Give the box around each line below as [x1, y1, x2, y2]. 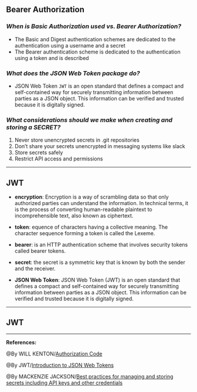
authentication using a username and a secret [14, 42, 126, 49]
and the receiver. [14, 265, 56, 272]
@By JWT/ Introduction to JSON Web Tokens [6, 361, 114, 368]
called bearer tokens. [14, 247, 66, 254]
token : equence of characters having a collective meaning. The [14, 223, 168, 231]
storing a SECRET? [6, 123, 61, 131]
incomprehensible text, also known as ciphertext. [14, 212, 134, 219]
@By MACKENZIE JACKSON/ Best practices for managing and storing [6, 373, 174, 380]
